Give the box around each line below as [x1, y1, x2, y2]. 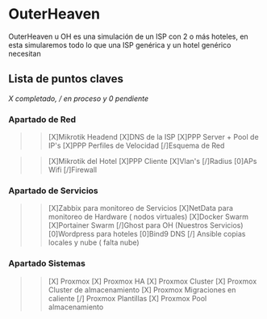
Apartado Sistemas [8, 258, 86, 269]
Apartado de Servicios [8, 185, 98, 196]
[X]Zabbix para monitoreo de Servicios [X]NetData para [48, 204, 234, 213]
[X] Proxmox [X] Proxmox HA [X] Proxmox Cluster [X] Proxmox [48, 276, 257, 286]
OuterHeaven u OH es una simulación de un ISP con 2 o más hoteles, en [8, 31, 248, 41]
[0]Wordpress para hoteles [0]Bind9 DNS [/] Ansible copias [48, 229, 246, 239]
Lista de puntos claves [8, 72, 123, 86]
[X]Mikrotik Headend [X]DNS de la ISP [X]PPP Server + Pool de [48, 132, 260, 142]
